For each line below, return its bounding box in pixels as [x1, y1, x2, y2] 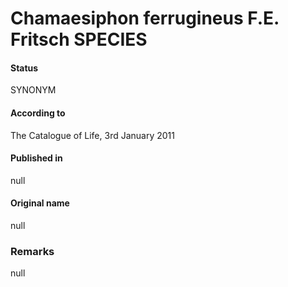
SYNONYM [10, 84, 57, 96]
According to [10, 107, 66, 119]
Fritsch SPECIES [10, 28, 148, 51]
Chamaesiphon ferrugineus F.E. [10, 7, 280, 30]
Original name [10, 197, 70, 209]
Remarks [10, 244, 55, 258]
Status [10, 62, 39, 74]
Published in [10, 152, 63, 164]
